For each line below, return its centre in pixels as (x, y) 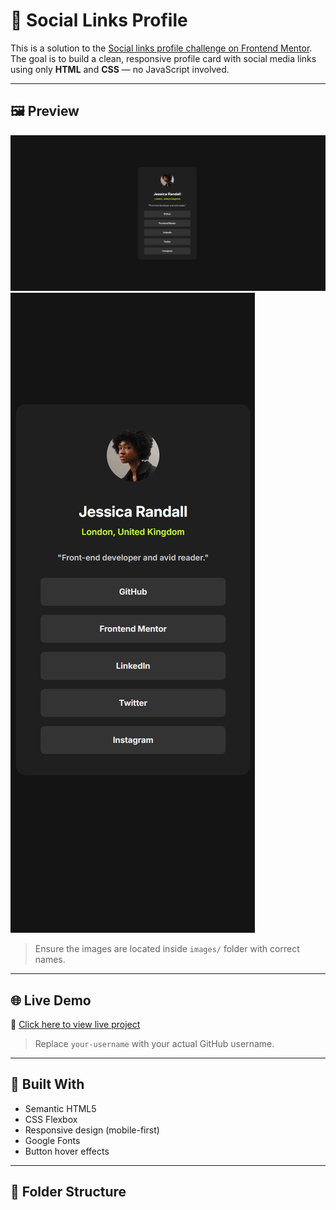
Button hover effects (67, 1151)
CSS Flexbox (51, 1119)
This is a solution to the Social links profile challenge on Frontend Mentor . (161, 48)
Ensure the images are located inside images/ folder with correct (167, 949)
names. (50, 960)
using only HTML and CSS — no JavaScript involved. (120, 69)
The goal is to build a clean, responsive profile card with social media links (163, 58)
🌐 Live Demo (51, 1000)
